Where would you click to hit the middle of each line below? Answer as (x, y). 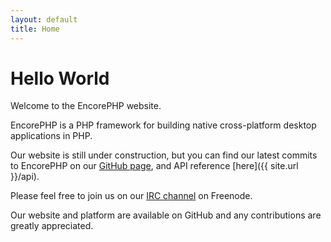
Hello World (60, 78)
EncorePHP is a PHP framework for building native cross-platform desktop (163, 125)
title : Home (35, 29)
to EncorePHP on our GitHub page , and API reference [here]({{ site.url (154, 166)
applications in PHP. (51, 136)
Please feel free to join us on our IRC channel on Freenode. (131, 196)
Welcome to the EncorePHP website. (86, 106)
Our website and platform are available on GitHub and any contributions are (166, 215)
